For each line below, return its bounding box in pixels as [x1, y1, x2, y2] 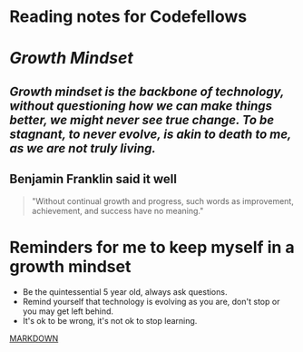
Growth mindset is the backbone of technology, [9, 83, 285, 99]
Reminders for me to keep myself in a [9, 237, 295, 258]
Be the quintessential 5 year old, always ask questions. [22, 286, 228, 297]
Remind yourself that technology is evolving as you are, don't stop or [22, 296, 280, 307]
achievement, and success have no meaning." [31, 205, 204, 216]
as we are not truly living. [9, 141, 157, 156]
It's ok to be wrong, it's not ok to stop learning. [22, 315, 198, 326]
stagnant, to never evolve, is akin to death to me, [9, 126, 292, 142]
